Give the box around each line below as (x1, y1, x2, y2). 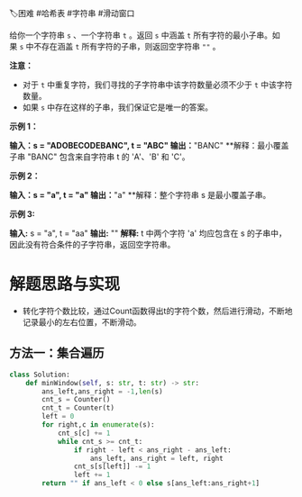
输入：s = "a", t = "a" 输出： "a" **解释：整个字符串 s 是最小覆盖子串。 (9, 190, 271, 200)
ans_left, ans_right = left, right (89, 454, 224, 463)
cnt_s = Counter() (41, 395, 111, 404)
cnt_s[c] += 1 (57, 429, 111, 438)
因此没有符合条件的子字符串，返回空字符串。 (9, 239, 176, 249)
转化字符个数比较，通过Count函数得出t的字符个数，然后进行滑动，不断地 (22, 305, 293, 316)
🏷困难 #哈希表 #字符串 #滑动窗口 (9, 8, 135, 18)
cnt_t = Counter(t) (41, 403, 115, 412)
